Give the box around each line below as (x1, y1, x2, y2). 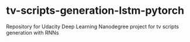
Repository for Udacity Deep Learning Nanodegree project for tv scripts (6, 23, 179, 30)
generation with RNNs (6, 29, 60, 36)
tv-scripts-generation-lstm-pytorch (6, 4, 185, 17)
